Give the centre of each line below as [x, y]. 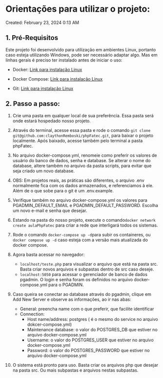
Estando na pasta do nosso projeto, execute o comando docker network [84, 220]
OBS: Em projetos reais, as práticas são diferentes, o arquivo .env [78, 180]
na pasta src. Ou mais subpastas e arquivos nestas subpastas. [75, 370]
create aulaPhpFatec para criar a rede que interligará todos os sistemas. [85, 225]
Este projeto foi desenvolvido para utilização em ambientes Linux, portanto [81, 49]
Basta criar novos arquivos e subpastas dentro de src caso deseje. [87, 269]
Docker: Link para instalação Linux [47, 69]
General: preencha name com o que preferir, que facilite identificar [87, 309]
